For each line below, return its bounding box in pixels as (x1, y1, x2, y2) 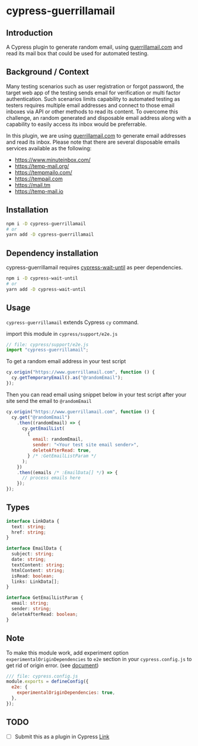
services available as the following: (6, 144, 92, 152)
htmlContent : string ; (11, 567, 65, 573)
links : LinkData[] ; (11, 579, 60, 585)
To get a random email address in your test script (6, 358, 126, 365)
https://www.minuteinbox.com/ (14, 156, 91, 163)
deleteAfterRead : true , (32, 447, 92, 453)
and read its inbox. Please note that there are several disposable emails (6, 138, 180, 145)
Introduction (6, 28, 53, 38)
